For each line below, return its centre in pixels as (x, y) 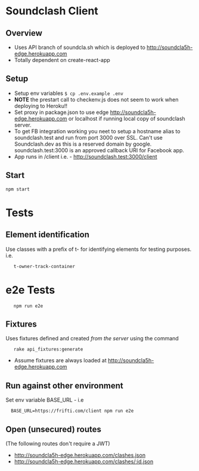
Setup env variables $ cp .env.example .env (69, 93)
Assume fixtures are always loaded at (60, 361)
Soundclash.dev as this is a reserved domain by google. (83, 144)
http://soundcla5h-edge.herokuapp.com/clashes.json (80, 455)
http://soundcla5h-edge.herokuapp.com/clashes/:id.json (84, 461)
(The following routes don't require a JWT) (58, 444)
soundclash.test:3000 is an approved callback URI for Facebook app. (99, 150)
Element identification (48, 235)
